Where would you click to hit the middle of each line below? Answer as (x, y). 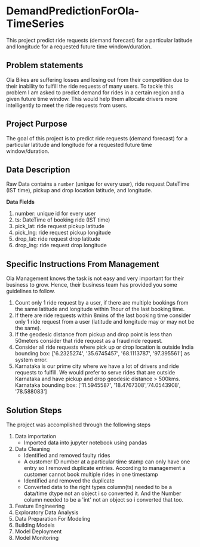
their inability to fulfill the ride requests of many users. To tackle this (90, 86)
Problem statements (45, 65)
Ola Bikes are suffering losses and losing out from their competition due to (98, 79)
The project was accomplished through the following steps (79, 425)
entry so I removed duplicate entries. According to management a (104, 468)
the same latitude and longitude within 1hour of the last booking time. (100, 309)
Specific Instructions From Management (83, 264)
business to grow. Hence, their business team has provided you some (92, 285)
